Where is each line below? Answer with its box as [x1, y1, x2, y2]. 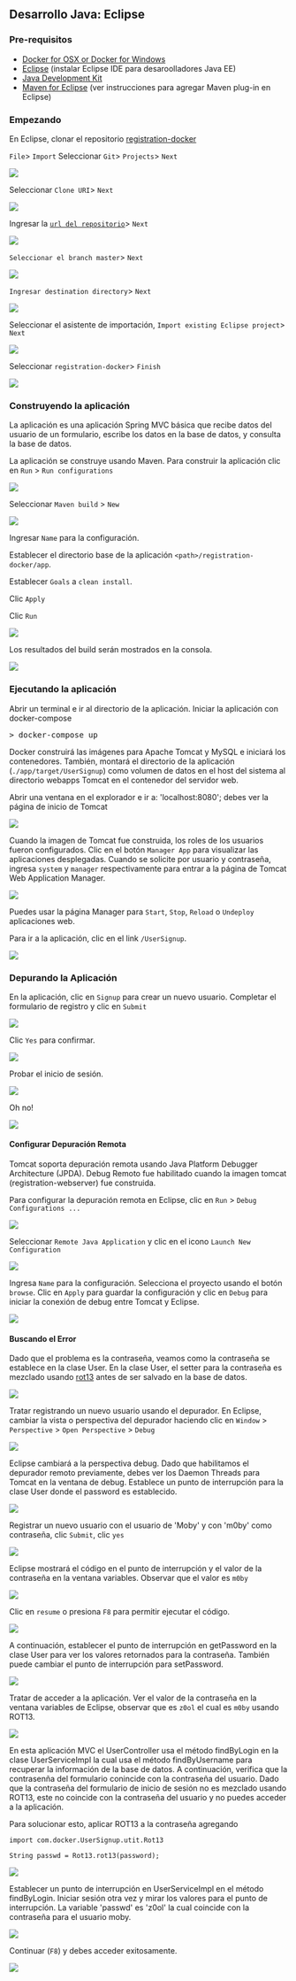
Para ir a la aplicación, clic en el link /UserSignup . [9, 933, 187, 944]
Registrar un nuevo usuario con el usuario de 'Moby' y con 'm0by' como [9, 1520, 272, 1530]
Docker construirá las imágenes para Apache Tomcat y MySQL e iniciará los [9, 746, 286, 757]
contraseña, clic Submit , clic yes [9, 1530, 125, 1540]
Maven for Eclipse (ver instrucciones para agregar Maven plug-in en [21, 81, 271, 92]
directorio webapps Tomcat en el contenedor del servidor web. [9, 775, 239, 785]
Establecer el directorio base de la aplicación [9, 550, 173, 560]
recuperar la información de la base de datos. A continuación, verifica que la [9, 1764, 288, 1775]
